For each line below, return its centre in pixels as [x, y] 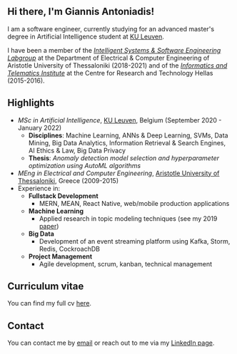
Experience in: [39, 188]
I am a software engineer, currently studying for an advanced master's [111, 28]
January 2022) [40, 127]
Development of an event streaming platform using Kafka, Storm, [135, 241]
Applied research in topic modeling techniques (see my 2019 [128, 218]
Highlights [31, 103]
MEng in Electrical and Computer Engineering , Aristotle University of [118, 173]
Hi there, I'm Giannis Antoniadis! [81, 12]
